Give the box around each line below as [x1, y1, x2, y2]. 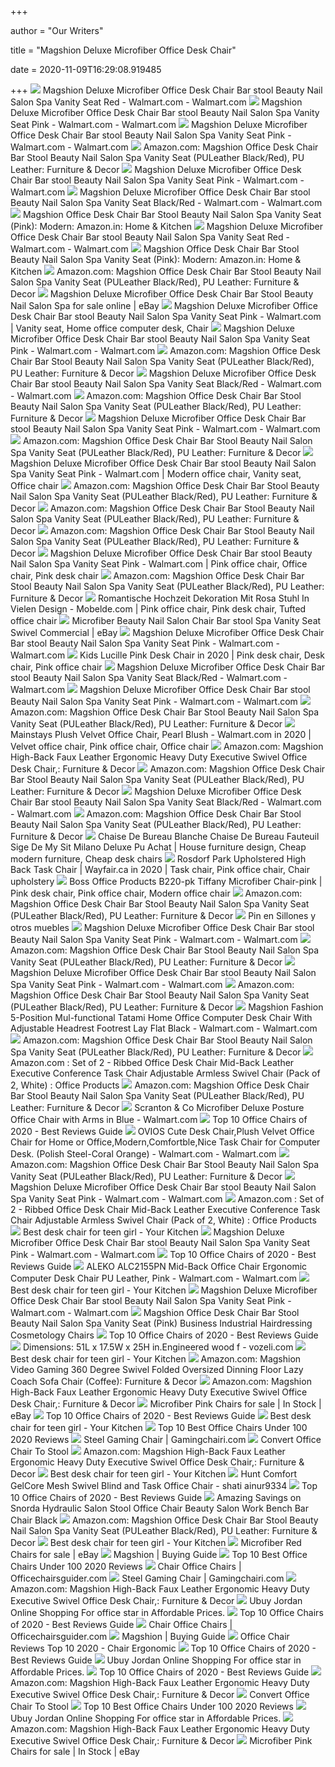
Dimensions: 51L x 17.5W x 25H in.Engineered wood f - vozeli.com [22, 1341, 294, 1353]
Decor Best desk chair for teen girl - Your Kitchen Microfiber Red [10, 1537, 302, 1548]
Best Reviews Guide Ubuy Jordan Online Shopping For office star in [10, 1654, 302, 1666]
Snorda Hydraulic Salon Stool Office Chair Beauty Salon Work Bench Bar [10, 1502, 309, 1514]
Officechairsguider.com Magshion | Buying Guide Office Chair [10, 1631, 290, 1642]
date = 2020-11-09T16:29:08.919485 [10, 64, 162, 75]
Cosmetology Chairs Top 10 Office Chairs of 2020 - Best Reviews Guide [10, 1329, 319, 1341]
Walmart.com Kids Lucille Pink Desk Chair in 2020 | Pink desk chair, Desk [10, 649, 326, 661]
